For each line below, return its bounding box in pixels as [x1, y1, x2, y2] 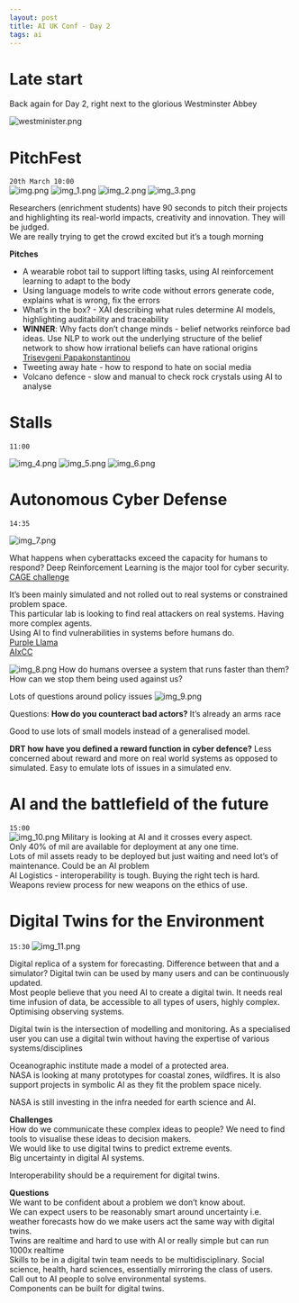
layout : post [9, 13, 59, 23]
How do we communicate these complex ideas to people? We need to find [9, 1124, 285, 1135]
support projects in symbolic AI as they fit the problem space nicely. [9, 1080, 262, 1090]
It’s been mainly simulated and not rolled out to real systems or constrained [9, 589, 288, 600]
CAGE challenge [9, 572, 70, 583]
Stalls [9, 412, 52, 433]
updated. [9, 978, 43, 988]
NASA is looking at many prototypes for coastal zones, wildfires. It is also [9, 1070, 281, 1081]
